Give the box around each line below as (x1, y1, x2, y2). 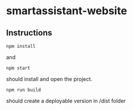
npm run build (6, 87, 42, 93)
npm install (6, 43, 36, 49)
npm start (6, 65, 31, 71)
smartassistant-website (6, 4, 128, 18)
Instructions (6, 28, 52, 38)
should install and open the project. (6, 76, 93, 82)
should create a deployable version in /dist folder (6, 98, 126, 104)
